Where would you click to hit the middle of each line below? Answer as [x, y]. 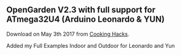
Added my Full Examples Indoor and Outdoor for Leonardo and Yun [91, 45]
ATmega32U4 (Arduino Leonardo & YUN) [86, 20]
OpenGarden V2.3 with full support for [81, 10]
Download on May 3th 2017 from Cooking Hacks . [68, 34]
